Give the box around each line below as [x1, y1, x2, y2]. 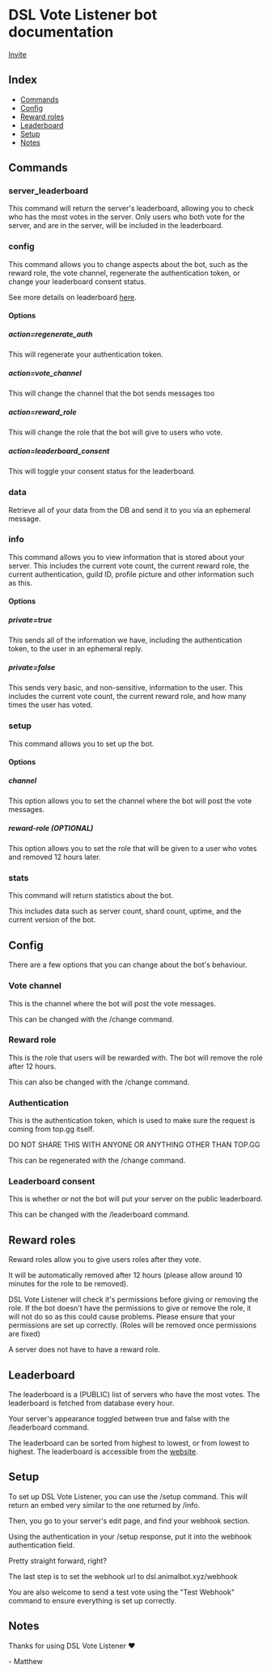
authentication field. [8, 1540, 75, 1550]
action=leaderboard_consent [8, 446, 110, 455]
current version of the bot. [8, 915, 96, 925]
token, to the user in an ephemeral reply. [8, 644, 143, 654]
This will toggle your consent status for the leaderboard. [8, 467, 196, 476]
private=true [8, 615, 53, 625]
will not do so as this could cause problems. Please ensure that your [8, 1312, 236, 1322]
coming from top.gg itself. [8, 1125, 95, 1134]
